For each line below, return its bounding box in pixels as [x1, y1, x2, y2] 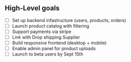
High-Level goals [5, 4, 60, 12]
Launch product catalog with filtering [12, 22, 90, 29]
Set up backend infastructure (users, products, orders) [12, 17, 126, 23]
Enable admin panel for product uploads [12, 45, 96, 51]
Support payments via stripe [12, 28, 71, 34]
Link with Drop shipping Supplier [12, 34, 80, 40]
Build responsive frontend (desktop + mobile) [12, 40, 107, 46]
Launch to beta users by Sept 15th [12, 51, 83, 57]
